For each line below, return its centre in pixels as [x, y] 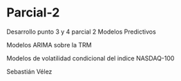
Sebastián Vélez [29, 71]
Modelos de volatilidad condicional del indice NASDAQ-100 [90, 58]
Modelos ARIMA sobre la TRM [49, 45]
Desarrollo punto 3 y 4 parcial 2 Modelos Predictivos [81, 32]
